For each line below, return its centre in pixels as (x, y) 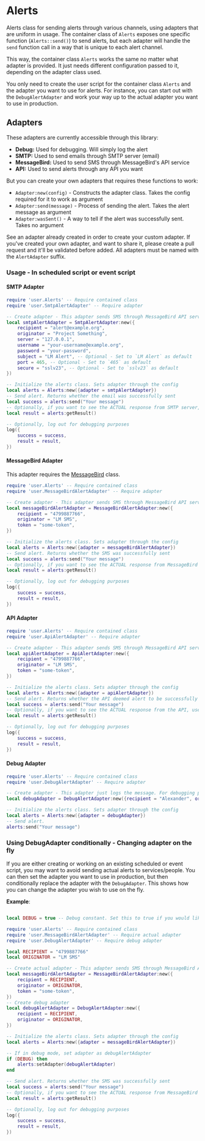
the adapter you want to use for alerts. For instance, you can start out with (100, 90)
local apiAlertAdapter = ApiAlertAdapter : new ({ (68, 653)
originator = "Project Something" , (63, 334)
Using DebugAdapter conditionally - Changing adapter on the (99, 843)
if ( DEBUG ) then (27, 1059)
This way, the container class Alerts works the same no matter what (92, 59)
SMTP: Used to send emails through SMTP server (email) (87, 156)
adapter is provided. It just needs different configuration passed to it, (93, 66)
